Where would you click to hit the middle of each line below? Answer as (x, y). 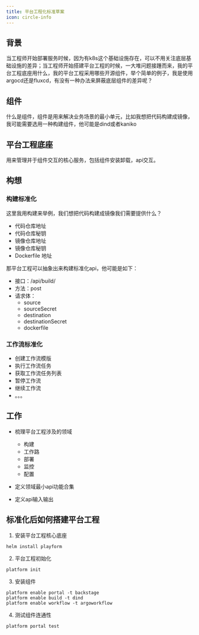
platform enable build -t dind (45, 598)
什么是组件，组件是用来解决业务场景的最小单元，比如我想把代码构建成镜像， (99, 117)
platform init (24, 570)
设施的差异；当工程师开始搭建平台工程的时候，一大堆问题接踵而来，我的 (99, 65)
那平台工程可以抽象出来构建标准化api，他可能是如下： (72, 268)
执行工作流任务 (33, 365)
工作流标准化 (25, 344)
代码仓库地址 (30, 226)
